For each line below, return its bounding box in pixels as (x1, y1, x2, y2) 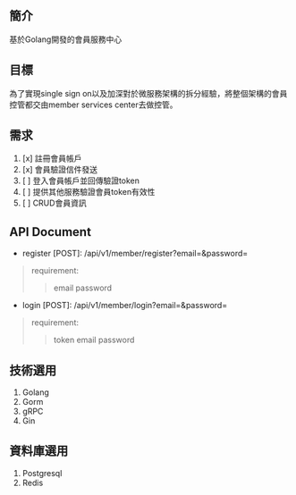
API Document (9, 224, 92, 239)
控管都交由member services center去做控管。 (9, 99, 178, 110)
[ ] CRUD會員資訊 (21, 197, 87, 208)
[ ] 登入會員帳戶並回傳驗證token (21, 175, 140, 186)
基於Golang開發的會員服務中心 (9, 34, 123, 45)
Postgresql (21, 467, 63, 478)
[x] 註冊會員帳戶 (21, 153, 82, 164)
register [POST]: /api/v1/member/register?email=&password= (21, 248, 249, 259)
